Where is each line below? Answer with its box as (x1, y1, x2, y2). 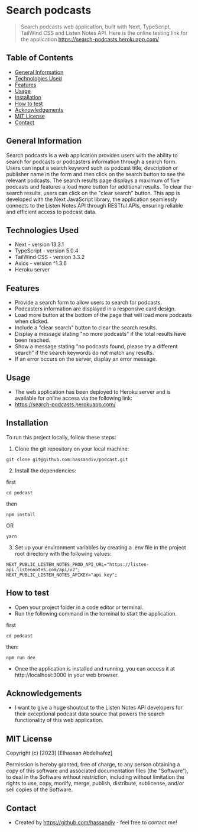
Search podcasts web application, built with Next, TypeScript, (20, 23, 171, 30)
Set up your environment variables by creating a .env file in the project (14, 543, 186, 551)
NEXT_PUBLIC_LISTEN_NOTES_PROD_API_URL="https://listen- (6, 561, 150, 568)
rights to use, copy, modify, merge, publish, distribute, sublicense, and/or (6, 780, 184, 787)
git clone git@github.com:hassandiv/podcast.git (6, 457, 128, 462)
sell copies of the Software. (6, 786, 73, 793)
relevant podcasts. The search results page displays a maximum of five (6, 177, 180, 184)
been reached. (14, 336, 51, 344)
